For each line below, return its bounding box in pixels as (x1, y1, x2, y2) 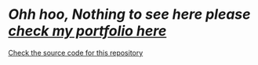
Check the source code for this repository (8, 48, 144, 57)
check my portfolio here (8, 22, 167, 40)
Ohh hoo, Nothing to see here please (8, 5, 251, 23)
